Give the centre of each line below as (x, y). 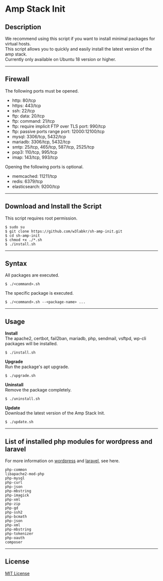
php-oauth (15, 538)
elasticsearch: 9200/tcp (36, 187)
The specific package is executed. (39, 293)
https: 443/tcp (26, 105)
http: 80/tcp (24, 100)
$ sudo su (15, 227)
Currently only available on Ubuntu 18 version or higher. (61, 59)
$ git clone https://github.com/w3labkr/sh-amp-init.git (64, 231)
